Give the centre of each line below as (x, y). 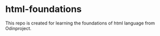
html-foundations (43, 9)
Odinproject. (18, 28)
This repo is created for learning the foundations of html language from (80, 23)
